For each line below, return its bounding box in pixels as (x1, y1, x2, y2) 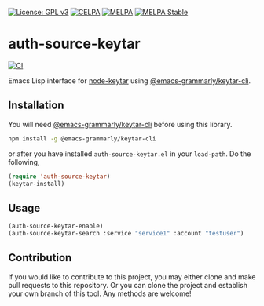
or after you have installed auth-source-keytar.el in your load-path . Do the (8, 149, 251, 158)
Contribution (8, 251, 72, 264)
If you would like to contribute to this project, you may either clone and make (8, 271, 256, 282)
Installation (8, 99, 64, 112)
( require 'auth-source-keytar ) (8, 173, 111, 180)
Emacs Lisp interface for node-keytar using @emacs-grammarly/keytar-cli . (8, 75, 251, 86)
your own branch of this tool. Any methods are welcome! (8, 289, 192, 298)
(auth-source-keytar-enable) (8, 222, 104, 231)
